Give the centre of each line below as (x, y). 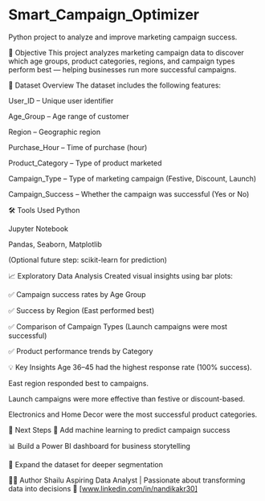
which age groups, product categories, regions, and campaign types (122, 61)
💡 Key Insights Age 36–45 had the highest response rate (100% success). (130, 367)
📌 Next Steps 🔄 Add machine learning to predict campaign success (119, 430)
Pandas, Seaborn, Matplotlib (55, 244)
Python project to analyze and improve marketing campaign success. (123, 37)
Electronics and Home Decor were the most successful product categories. (133, 414)
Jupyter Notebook (39, 228)
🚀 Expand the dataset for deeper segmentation (86, 464)
